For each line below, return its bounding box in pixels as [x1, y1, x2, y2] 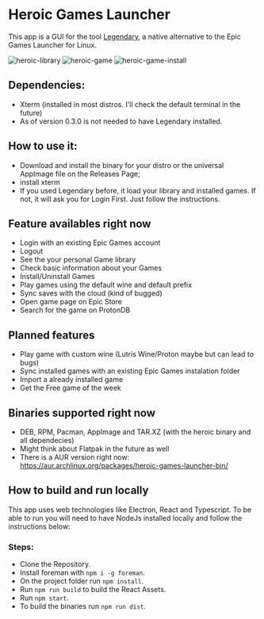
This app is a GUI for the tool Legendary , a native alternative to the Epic [8, 32, 242, 41]
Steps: [8, 541, 34, 552]
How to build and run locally [8, 483, 149, 497]
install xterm [19, 177, 61, 187]
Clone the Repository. [19, 560, 91, 569]
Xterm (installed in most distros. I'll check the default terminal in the [19, 99, 241, 109]
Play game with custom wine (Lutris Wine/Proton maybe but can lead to [19, 350, 254, 359]
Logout [19, 246, 44, 256]
